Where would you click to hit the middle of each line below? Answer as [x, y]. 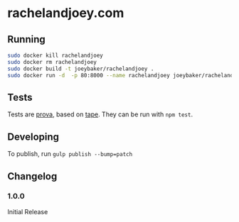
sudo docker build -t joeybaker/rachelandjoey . [81, 69]
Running [27, 39]
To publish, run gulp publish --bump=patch [70, 154]
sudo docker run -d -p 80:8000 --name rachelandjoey [89, 75]
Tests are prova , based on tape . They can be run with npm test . [100, 114]
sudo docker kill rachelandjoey [55, 55]
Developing [33, 137]
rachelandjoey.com [66, 13]
